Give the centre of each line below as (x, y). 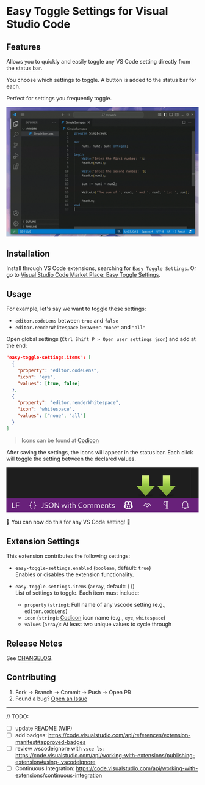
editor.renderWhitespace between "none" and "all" (80, 327)
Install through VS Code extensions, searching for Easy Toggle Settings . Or (101, 268)
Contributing (31, 678)
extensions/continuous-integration (59, 775)
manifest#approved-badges (50, 742)
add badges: (31, 735)
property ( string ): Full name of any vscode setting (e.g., (95, 605)
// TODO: (18, 716)
